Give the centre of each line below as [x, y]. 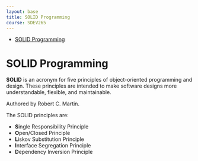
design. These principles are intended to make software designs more [92, 86]
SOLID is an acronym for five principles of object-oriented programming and [99, 80]
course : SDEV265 [26, 22]
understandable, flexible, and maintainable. [59, 92]
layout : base [22, 12]
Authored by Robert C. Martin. [43, 104]
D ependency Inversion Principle [54, 152]
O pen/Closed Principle [42, 133]
